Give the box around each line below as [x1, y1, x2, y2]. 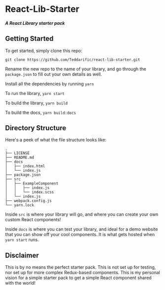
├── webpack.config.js [5, 198, 52, 203]
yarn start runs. [5, 237, 39, 243]
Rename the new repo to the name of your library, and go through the [5, 66, 147, 72]
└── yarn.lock [5, 203, 35, 208]
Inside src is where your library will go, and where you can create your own [5, 211, 159, 217]
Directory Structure [5, 124, 67, 132]
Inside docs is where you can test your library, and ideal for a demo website [5, 226, 158, 232]
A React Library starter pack [5, 20, 65, 26]
